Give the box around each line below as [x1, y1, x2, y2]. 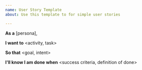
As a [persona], [5, 30, 38, 36]
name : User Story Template [5, 7, 62, 12]
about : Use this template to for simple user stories [5, 12, 121, 17]
